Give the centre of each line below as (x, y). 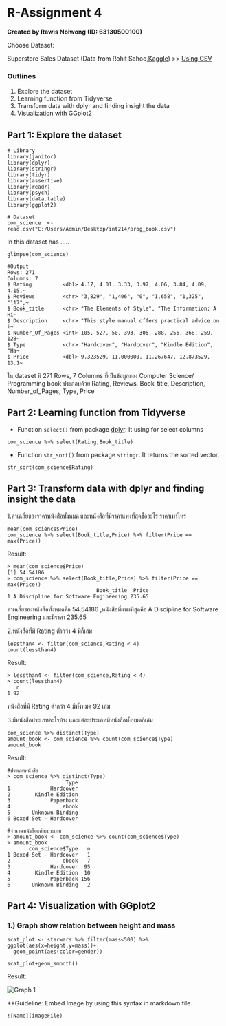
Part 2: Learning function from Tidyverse (97, 413)
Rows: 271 (21, 273)
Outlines (22, 76)
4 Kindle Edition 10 (49, 872)
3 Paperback (43, 800)
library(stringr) (32, 169)
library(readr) (29, 187)
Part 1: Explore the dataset (65, 135)
